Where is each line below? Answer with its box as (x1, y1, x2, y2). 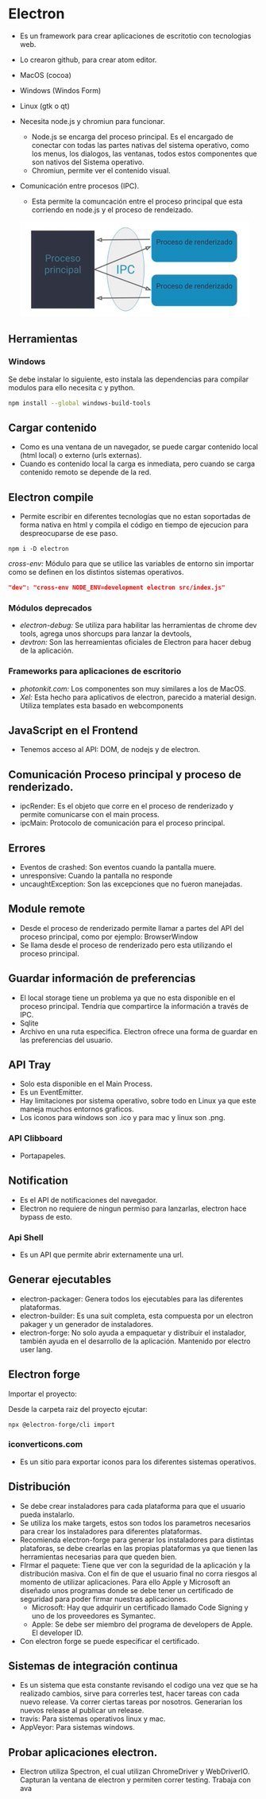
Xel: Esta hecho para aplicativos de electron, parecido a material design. (19, 692, 256, 702)
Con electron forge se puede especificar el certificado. (19, 1636, 200, 1646)
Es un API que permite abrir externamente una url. (19, 1250, 184, 1259)
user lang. (19, 1344, 53, 1354)
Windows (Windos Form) (19, 85, 102, 95)
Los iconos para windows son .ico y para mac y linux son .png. (19, 1113, 226, 1122)
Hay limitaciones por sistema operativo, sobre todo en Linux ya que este (19, 1096, 256, 1106)
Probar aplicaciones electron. (8, 1746, 158, 1759)
